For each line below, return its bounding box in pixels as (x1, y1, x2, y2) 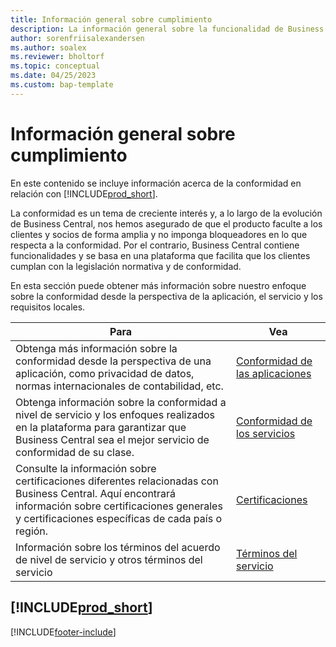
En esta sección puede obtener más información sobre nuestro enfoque (10, 279, 307, 291)
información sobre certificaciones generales (15, 499, 223, 513)
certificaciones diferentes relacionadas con (15, 474, 219, 488)
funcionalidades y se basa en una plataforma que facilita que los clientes (10, 249, 311, 261)
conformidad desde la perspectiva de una (15, 354, 212, 368)
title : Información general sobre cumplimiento (10, 14, 213, 25)
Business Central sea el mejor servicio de (15, 432, 210, 446)
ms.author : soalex (10, 42, 87, 53)
